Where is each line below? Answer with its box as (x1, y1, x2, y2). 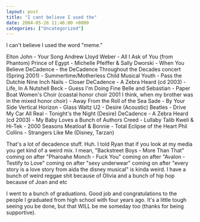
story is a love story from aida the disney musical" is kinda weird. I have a (6, 166, 186, 173)
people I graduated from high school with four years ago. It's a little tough (6, 196, 187, 204)
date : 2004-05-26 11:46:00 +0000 (6, 20, 89, 26)
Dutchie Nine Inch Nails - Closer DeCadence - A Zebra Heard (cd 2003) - (6, 79, 186, 86)
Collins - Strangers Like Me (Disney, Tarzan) (6, 129, 115, 136)
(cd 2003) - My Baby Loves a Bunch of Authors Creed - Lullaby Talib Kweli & (6, 117, 194, 124)
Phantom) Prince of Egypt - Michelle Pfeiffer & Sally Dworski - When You (6, 60, 185, 67)
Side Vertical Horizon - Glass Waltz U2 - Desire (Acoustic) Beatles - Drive (6, 104, 186, 111)
